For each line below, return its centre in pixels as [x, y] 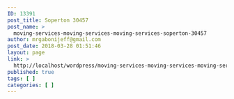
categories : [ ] [31, 85]
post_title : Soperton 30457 [48, 20]
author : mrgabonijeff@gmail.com [54, 40]
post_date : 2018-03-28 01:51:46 [54, 46]
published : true [31, 72]
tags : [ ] [22, 78]
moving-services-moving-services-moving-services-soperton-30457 [110, 33]
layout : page [26, 53]
